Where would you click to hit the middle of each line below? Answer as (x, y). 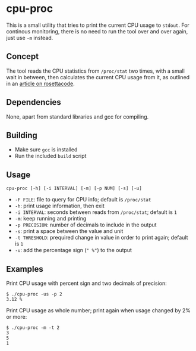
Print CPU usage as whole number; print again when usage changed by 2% (99, 310)
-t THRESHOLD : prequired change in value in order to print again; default (101, 238)
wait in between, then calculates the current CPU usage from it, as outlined (98, 77)
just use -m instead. (30, 38)
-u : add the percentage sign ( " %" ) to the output (73, 250)
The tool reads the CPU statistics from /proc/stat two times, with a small (96, 71)
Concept (23, 56)
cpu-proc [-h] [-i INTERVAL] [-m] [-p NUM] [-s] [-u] (74, 189)
